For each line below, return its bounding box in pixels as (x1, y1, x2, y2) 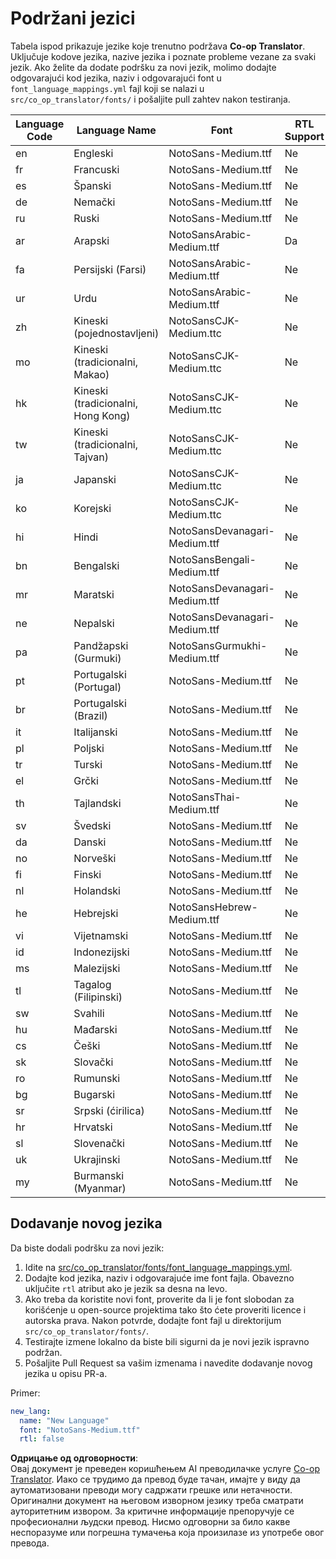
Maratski (73, 587, 115, 601)
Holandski (73, 883, 121, 897)
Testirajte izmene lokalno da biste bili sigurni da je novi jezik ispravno (24, 1335, 310, 1347)
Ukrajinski (73, 1152, 121, 1166)
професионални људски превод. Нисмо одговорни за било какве (10, 1516, 291, 1528)
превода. (10, 1537, 50, 1549)
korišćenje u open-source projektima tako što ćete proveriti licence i (24, 1303, 307, 1316)
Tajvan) (73, 450, 109, 464)
